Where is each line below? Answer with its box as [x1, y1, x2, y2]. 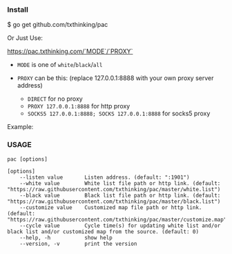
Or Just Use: [7, 34, 43, 42]
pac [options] [7, 155, 48, 163]
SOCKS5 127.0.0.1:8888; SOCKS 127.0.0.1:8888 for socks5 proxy [27, 109, 211, 118]
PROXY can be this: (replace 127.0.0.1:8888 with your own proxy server [17, 74, 214, 82]
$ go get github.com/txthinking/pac [7, 21, 108, 29]
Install [7, 5, 29, 14]
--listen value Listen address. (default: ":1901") [19, 174, 190, 181]
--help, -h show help [19, 234, 113, 241]
